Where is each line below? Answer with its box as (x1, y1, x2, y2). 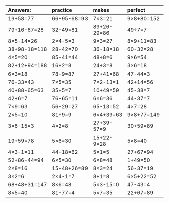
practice (52, 7, 72, 13)
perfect (127, 7, 146, 13)
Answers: (8, 7, 31, 13)
